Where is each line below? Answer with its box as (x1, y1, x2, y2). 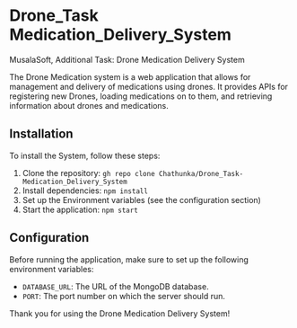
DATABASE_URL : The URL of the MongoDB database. (22, 280, 209, 292)
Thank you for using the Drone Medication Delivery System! (9, 307, 231, 319)
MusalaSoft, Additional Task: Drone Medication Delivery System (9, 54, 245, 65)
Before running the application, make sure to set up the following (9, 253, 249, 265)
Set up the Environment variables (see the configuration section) (22, 194, 262, 205)
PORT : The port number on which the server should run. (22, 290, 226, 301)
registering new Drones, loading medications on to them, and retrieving (9, 91, 273, 102)
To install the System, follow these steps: (9, 150, 161, 161)
